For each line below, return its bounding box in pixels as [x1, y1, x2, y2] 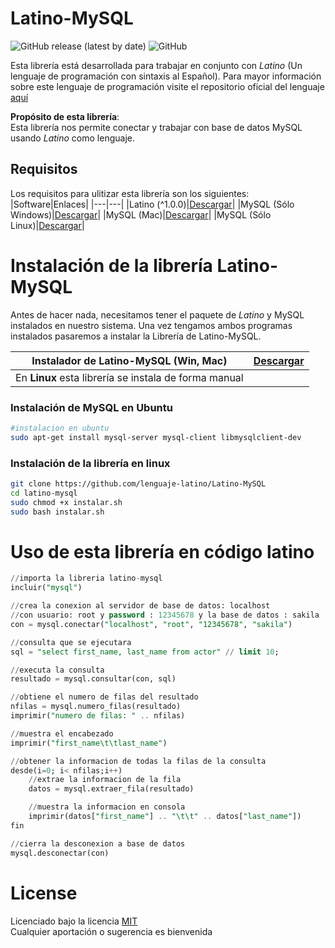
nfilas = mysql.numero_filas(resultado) [10, 702, 182, 712]
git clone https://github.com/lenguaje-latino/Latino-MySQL [10, 479, 267, 489]
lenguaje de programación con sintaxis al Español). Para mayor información [10, 70, 322, 82]
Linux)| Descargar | [10, 219, 85, 231]
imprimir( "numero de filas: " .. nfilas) [10, 711, 186, 721]
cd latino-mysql [10, 488, 78, 498]
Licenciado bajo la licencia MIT [10, 915, 138, 927]
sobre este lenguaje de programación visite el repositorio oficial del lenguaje [10, 80, 325, 92]
